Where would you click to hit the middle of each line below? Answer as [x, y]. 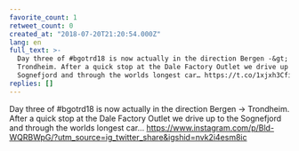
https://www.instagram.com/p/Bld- [210, 127]
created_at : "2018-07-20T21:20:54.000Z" [85, 34]
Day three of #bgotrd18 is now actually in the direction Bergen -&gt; [153, 59]
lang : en [25, 42]
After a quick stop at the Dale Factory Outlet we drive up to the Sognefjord [145, 118]
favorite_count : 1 [43, 17]
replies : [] [31, 83]
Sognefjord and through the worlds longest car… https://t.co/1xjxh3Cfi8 [157, 75]
